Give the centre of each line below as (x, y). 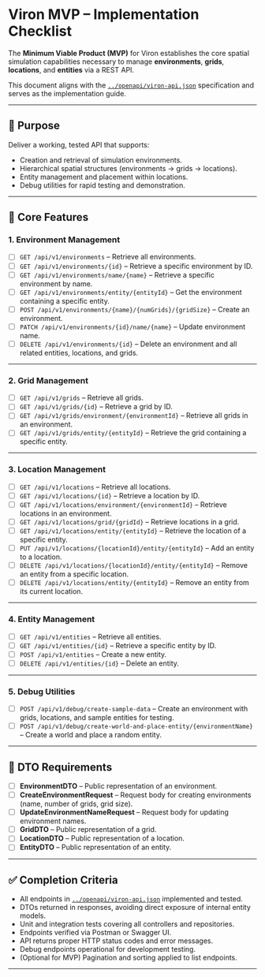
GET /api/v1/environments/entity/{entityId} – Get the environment (131, 292)
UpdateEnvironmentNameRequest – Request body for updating (124, 812)
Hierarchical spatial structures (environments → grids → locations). (129, 168)
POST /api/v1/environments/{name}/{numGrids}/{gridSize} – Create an (134, 309)
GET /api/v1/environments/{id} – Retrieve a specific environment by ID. (136, 266)
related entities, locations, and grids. (79, 352)
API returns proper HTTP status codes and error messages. (116, 941)
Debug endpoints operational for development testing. (107, 949)
